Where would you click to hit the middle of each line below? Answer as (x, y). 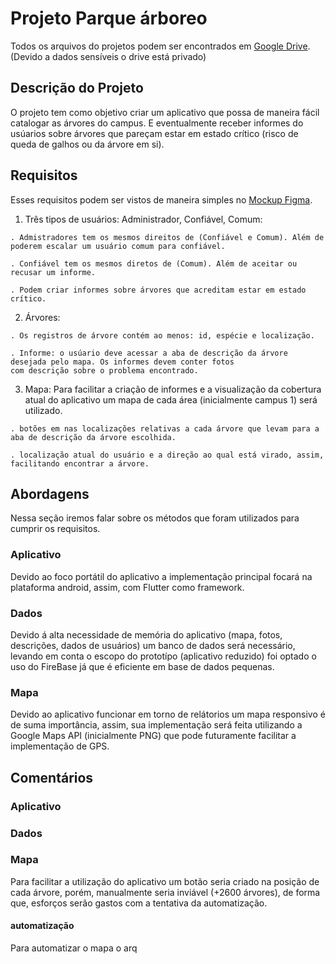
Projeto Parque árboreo (109, 18)
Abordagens (50, 493)
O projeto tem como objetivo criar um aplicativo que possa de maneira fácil (165, 112)
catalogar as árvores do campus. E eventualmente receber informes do (157, 123)
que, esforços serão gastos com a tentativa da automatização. (139, 903)
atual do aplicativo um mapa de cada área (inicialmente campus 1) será (171, 399)
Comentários (52, 777)
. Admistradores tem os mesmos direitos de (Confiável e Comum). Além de (167, 237)
